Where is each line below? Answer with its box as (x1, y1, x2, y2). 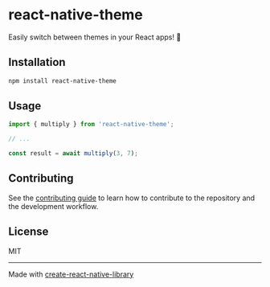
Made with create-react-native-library (8, 269, 134, 279)
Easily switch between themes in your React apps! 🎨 (8, 32, 182, 42)
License (8, 225, 49, 239)
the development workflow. (8, 201, 99, 211)
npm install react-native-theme (8, 76, 117, 85)
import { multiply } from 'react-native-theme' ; (8, 121, 174, 129)
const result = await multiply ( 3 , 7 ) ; (8, 150, 138, 158)
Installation (8, 55, 66, 69)
